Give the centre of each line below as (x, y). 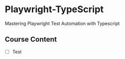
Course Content (31, 39)
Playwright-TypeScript (54, 9)
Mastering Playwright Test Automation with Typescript (62, 23)
